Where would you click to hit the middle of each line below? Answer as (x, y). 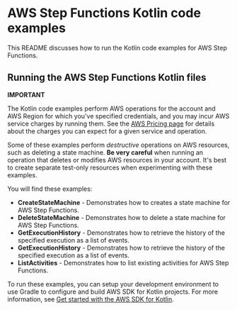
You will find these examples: (50, 189)
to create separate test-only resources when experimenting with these (110, 167)
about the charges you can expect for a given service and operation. (107, 131)
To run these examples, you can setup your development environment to (113, 284)
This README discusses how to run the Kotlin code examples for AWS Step (117, 48)
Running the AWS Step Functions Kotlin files (107, 78)
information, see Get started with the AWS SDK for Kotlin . (91, 299)
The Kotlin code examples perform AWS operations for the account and (111, 109)
